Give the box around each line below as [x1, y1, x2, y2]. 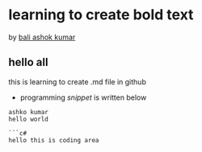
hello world [8, 115, 48, 123]
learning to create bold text [8, 6, 194, 24]
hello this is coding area [8, 136, 99, 144]
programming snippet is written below [19, 92, 147, 102]
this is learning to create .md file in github [8, 76, 147, 86]
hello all [8, 55, 48, 69]
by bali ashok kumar [8, 32, 76, 42]
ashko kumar [8, 108, 48, 116]
